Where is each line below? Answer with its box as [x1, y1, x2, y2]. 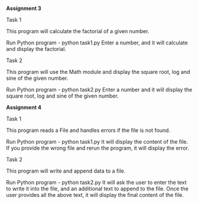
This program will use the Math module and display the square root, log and [6, 69, 190, 76]
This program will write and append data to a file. [6, 167, 126, 174]
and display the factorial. [6, 46, 67, 53]
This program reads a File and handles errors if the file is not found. [6, 127, 170, 134]
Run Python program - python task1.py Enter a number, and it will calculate [6, 39, 188, 46]
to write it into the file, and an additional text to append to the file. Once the [6, 185, 189, 192]
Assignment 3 [6, 5, 41, 12]
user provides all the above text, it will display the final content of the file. [6, 192, 184, 199]
